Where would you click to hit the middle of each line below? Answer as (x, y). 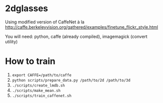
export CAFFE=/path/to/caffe (42, 75)
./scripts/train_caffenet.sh (42, 96)
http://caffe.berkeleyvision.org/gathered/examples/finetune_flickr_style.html (82, 27)
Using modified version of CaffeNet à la (45, 22)
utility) (11, 41)
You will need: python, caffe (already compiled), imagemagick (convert (76, 36)
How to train (30, 61)
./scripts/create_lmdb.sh (38, 86)
